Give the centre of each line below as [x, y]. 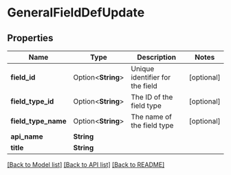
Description [157, 57]
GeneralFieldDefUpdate [76, 13]
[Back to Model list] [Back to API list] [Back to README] [86, 165]
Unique [142, 69]
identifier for [151, 77]
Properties [30, 38]
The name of [151, 117]
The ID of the [152, 97]
